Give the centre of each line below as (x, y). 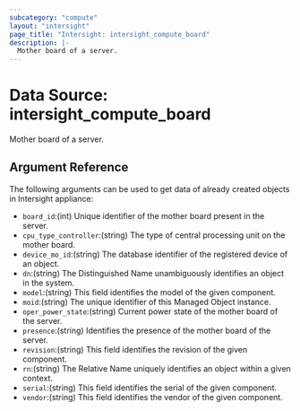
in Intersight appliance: (51, 198)
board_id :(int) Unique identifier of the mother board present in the (143, 215)
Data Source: (59, 96)
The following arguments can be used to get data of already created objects (150, 188)
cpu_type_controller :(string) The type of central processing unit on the (154, 235)
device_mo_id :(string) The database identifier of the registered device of (155, 254)
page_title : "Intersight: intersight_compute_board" (110, 34)
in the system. (48, 283)
